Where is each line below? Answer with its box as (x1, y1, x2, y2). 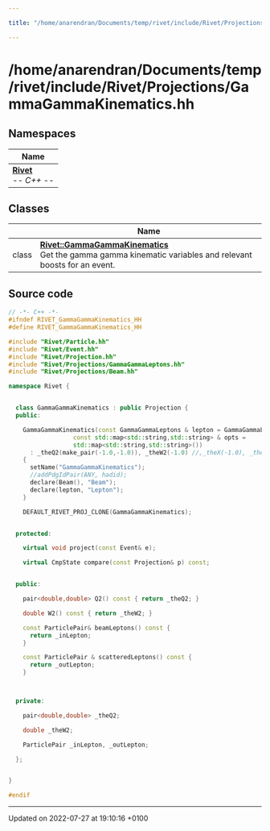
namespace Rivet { (8, 382, 70, 391)
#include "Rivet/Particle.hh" (8, 338, 110, 346)
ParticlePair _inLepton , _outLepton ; (22, 741, 149, 749)
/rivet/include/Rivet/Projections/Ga (8, 77, 249, 96)
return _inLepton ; (29, 631, 92, 639)
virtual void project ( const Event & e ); (22, 544, 157, 552)
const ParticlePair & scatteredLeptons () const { (22, 654, 193, 662)
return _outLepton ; (29, 661, 95, 669)
